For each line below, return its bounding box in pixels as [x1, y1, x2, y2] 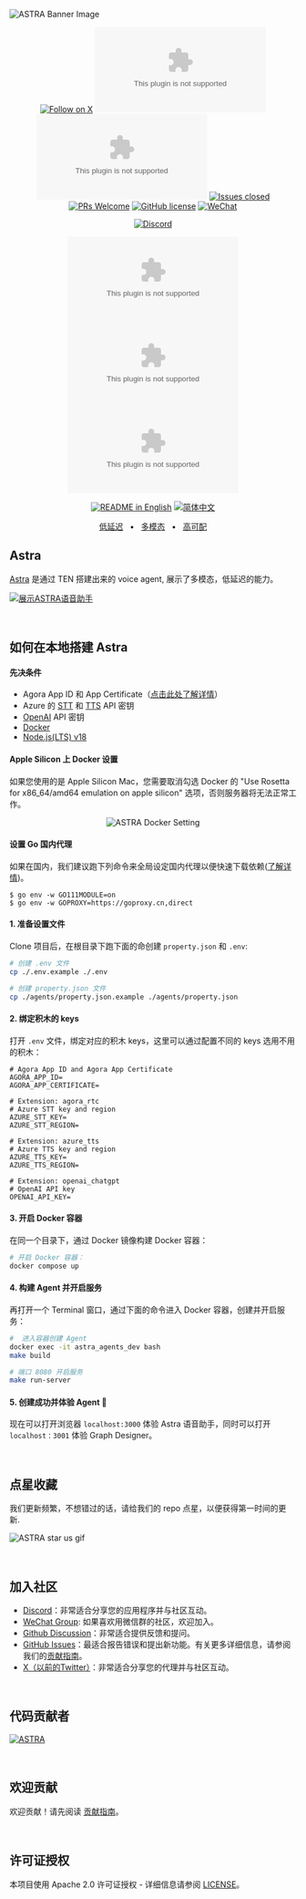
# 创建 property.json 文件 [9, 983, 107, 993]
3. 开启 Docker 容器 [9, 1213, 83, 1224]
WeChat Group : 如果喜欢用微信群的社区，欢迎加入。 [22, 1616, 219, 1627]
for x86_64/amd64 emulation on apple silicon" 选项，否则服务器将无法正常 [9, 787, 289, 798]
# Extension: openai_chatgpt [9, 1177, 120, 1186]
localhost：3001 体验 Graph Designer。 [9, 1430, 158, 1441]
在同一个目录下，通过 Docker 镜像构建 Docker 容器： [9, 1234, 209, 1245]
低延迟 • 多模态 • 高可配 [98, 521, 208, 532]
